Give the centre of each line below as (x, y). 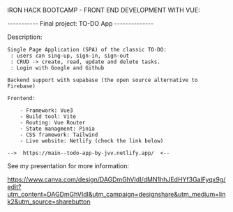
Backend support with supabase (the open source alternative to (103, 80)
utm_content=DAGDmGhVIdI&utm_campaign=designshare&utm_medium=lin (116, 194)
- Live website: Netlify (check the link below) (92, 141)
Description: (25, 37)
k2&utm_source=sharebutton (49, 202)
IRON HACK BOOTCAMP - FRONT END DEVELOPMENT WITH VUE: (104, 10)
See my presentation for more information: (68, 166)
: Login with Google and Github (57, 68)
